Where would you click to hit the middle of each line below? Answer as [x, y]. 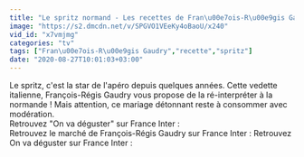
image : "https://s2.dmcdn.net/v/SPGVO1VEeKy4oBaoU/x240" [119, 26]
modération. [32, 114]
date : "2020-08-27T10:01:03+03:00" [76, 60]
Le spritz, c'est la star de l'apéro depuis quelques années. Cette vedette [143, 85]
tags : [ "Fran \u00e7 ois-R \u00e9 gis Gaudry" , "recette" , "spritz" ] [131, 51]
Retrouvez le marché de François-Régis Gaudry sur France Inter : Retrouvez [151, 133]
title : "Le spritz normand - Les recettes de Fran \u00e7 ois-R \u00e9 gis [147, 18]
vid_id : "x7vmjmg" [44, 34]
